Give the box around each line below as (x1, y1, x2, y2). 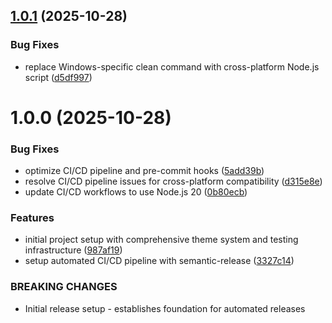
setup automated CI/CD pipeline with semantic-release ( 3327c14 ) (24, 255, 295, 267)
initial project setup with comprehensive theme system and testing (24, 234, 299, 246)
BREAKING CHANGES (10, 280, 118, 294)
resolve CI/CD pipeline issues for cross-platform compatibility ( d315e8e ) (24, 175, 323, 188)
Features (10, 211, 55, 225)
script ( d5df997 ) (24, 71, 93, 83)
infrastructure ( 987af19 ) (24, 244, 123, 256)
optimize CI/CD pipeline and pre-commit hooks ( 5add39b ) (24, 165, 265, 177)
